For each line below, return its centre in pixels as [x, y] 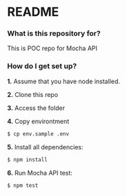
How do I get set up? [42, 66]
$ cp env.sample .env [38, 134]
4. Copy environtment [38, 121]
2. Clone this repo [33, 94]
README [33, 12]
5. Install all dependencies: [45, 147]
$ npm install [28, 160]
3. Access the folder [36, 108]
